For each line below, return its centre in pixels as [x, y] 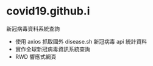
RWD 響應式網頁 [36, 56]
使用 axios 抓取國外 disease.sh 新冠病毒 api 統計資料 [81, 41]
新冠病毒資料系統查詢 [33, 28]
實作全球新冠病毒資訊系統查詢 [52, 49]
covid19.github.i [48, 11]
